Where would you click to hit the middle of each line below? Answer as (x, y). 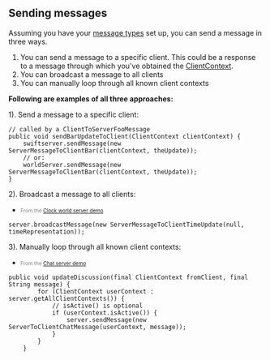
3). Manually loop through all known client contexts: (95, 246)
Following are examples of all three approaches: (91, 99)
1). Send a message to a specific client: (74, 114)
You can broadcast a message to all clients (92, 74)
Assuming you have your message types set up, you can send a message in (135, 32)
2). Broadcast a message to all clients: (72, 194)
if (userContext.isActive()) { (105, 313)
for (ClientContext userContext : (96, 291)
